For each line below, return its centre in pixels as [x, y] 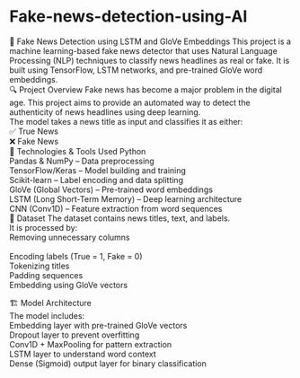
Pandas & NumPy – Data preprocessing [82, 161]
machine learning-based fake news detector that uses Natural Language [144, 50]
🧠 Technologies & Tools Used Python [78, 151]
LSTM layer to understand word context [83, 354]
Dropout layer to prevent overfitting [75, 335]
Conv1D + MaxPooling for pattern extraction [91, 344]
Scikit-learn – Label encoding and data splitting [97, 180]
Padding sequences [46, 275]
